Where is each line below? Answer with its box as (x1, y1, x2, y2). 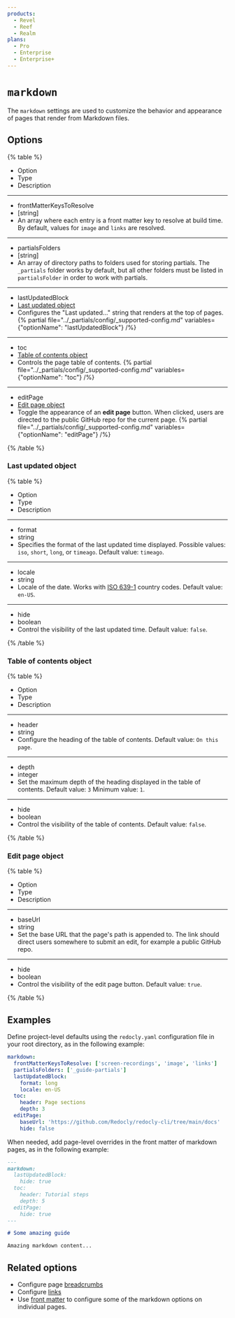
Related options (7, 1261, 78, 1273)
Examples (7, 1014, 51, 1026)
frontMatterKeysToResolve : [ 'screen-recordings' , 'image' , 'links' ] (13, 1060, 218, 1067)
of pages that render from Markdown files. (7, 113, 129, 122)
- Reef (13, 23, 33, 30)
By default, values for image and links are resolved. (17, 223, 166, 231)
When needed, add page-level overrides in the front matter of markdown (7, 1138, 218, 1146)
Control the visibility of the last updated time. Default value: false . (17, 625, 208, 633)
